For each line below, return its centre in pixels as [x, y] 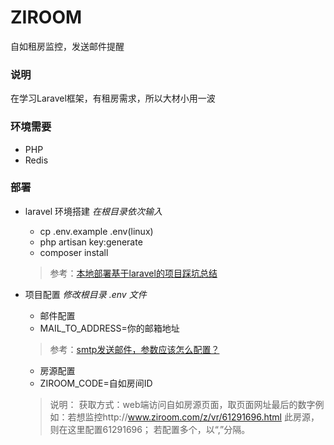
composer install [74, 252]
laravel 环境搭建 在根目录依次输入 [93, 211]
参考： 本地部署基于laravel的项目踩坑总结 [133, 273]
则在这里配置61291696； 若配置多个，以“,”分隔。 [150, 429]
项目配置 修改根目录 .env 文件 [85, 294]
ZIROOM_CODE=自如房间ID [96, 383]
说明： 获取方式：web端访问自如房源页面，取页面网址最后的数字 [182, 404]
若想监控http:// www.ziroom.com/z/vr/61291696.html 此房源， [193, 417]
